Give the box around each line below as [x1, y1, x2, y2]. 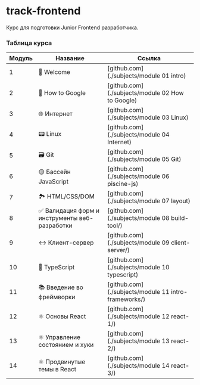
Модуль [9, 54, 33, 63]
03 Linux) [161, 113, 189, 122]
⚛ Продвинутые [38, 358, 86, 366]
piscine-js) [107, 180, 139, 188]
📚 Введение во [38, 283, 83, 291]
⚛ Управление [38, 333, 81, 341]
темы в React [38, 365, 76, 374]
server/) [107, 246, 130, 254]
